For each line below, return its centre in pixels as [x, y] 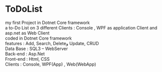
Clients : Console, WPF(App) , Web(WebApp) [51, 64]
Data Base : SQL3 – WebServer [36, 48]
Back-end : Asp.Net [25, 54]
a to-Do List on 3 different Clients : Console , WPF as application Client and [81, 27]
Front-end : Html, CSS [28, 59]
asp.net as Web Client [27, 33]
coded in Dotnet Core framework [39, 38]
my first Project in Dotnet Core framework [48, 23]
